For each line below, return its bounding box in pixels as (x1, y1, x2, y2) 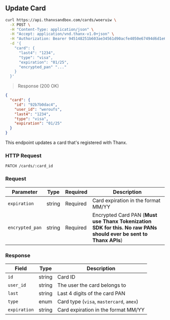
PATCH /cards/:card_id (5, 164, 53, 169)
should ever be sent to (92, 230, 148, 237)
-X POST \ (10, 22, 30, 27)
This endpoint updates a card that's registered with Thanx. (5, 140, 127, 146)
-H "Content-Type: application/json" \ (10, 27, 94, 32)
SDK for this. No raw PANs (92, 224, 157, 231)
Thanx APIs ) (92, 237, 123, 244)
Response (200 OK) (17, 83, 59, 89)
